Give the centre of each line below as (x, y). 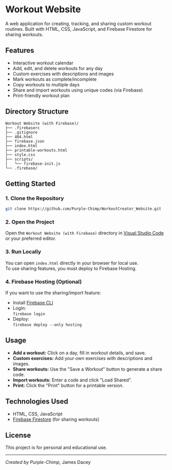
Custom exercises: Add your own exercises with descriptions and (82, 358)
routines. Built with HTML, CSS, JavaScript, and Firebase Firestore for (79, 29)
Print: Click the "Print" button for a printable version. (68, 385)
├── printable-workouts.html (36, 150)
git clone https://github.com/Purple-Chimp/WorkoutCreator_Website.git (83, 209)
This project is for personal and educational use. (56, 447)
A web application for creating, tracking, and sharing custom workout (78, 24)
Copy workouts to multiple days (46, 84)
